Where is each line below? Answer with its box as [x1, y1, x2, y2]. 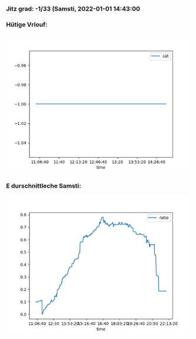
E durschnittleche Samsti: [6, 182, 82, 190]
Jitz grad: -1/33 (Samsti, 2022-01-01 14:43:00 [6, 5, 140, 13]
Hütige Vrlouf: [6, 20, 48, 28]
